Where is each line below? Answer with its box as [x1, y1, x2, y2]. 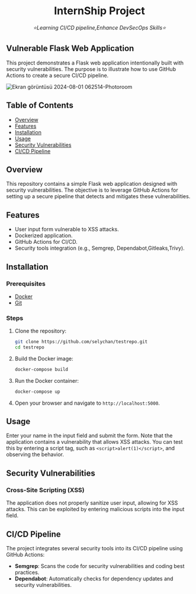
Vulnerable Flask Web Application [6, 43, 134, 54]
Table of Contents [6, 101, 74, 111]
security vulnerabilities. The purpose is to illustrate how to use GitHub [6, 65, 176, 72]
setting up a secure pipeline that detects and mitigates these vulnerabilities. [6, 193, 191, 200]
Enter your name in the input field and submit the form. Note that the [6, 432, 173, 439]
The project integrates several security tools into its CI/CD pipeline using [6, 544, 183, 551]
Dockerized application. [14, 232, 73, 239]
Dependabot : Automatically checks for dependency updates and [14, 575, 173, 582]
